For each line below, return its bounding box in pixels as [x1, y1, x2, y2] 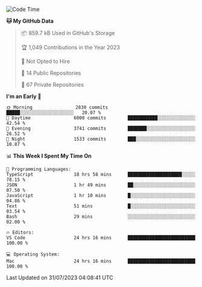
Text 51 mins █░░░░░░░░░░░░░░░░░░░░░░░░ [6, 203, 196, 209]
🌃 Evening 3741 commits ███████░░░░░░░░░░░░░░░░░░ [6, 125, 196, 131]
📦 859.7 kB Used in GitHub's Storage [21, 30, 115, 36]
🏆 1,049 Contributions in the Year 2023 [21, 44, 121, 51]
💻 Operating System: [6, 251, 60, 257]
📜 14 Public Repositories [21, 69, 81, 77]
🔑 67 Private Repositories [21, 81, 84, 88]
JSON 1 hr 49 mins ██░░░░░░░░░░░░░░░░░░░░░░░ [6, 182, 196, 188]
